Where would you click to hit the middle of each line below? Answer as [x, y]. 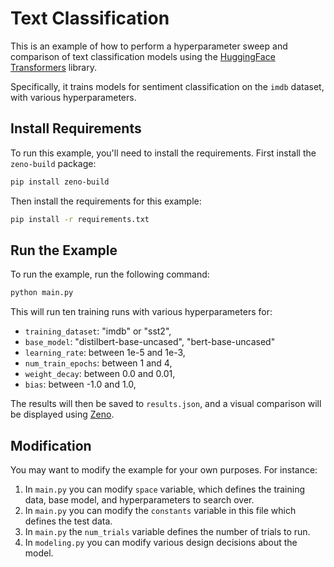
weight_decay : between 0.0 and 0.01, [100, 374]
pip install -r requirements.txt [80, 219]
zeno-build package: [53, 163]
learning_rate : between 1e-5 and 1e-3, [105, 353]
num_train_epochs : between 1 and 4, [98, 363]
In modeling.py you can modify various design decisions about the [161, 542]
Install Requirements [76, 128]
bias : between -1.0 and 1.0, [80, 384]
